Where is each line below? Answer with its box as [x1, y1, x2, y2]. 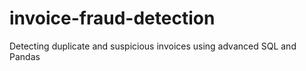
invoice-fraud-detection [9, 7, 216, 30]
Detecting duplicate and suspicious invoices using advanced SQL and [9, 40, 297, 52]
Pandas [9, 50, 41, 62]
